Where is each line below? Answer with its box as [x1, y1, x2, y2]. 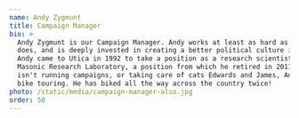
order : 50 [9, 95, 46, 105]
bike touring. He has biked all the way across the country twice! [17, 79, 273, 88]
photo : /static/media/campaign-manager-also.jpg [9, 87, 193, 96]
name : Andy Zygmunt [9, 12, 82, 22]
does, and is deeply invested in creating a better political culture [17, 46, 285, 55]
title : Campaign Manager [9, 21, 101, 30]
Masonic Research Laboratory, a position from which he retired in [17, 63, 273, 72]
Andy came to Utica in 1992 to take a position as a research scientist [17, 54, 293, 63]
